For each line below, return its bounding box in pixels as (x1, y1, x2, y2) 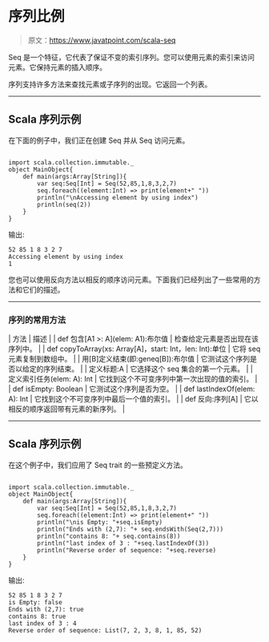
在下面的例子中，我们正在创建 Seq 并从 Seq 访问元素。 (8, 135, 190, 145)
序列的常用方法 (8, 314, 66, 325)
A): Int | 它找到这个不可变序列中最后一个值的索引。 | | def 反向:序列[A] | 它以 (8, 394, 259, 404)
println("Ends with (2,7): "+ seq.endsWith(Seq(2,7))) (37, 525, 224, 533)
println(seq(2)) (37, 200, 91, 208)
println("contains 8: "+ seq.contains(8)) (37, 532, 181, 540)
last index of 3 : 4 (8, 619, 78, 628)
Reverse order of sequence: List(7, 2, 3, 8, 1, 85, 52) (8, 626, 203, 634)
